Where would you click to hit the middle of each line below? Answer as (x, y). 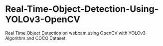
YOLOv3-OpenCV (43, 19)
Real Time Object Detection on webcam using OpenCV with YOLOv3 (76, 33)
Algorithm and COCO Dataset (35, 38)
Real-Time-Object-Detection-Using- (82, 9)
